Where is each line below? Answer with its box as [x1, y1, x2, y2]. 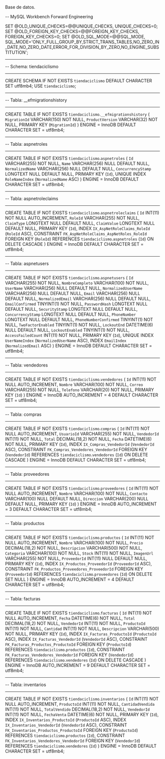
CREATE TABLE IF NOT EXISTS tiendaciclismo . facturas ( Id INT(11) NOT [5, 610, 152, 616]
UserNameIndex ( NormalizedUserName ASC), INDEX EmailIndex [5, 337, 127, 343]
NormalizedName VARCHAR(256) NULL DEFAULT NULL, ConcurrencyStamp [5, 166, 151, 171]
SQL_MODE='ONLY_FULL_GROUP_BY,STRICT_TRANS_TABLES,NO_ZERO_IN [5, 39, 160, 45]
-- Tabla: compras [5, 411, 42, 417]
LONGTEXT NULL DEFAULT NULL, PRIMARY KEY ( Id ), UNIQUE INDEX [5, 171, 146, 177]
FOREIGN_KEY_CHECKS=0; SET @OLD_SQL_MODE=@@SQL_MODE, [5, 34, 146, 39]
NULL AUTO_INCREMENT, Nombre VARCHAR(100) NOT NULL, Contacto [5, 491, 148, 496]
